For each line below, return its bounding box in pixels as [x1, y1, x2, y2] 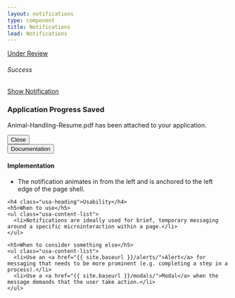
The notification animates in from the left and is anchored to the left [17, 177, 213, 185]
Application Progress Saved [7, 105, 105, 115]
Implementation [7, 161, 55, 170]
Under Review [7, 49, 48, 58]
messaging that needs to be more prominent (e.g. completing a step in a [7, 260, 229, 267]
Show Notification [7, 87, 59, 96]
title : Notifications [7, 23, 71, 30]
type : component [7, 17, 55, 24]
